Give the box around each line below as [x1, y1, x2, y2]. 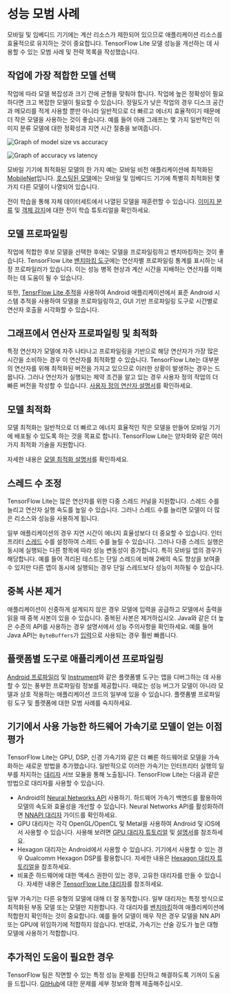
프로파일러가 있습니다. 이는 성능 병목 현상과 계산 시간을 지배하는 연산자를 [14, 265, 210, 273]
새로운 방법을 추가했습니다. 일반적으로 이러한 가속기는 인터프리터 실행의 [25, 762, 217, 770]
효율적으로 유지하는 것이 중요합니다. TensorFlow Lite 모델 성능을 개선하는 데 [7, 39, 212, 47]
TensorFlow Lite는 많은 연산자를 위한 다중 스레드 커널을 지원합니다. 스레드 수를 [7, 497, 219, 505]
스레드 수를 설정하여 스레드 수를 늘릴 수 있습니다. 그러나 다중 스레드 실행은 [25, 537, 224, 546]
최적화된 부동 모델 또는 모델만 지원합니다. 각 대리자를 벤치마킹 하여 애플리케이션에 [7, 903, 225, 911]
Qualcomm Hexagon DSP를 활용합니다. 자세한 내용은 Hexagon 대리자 [24, 854, 216, 862]
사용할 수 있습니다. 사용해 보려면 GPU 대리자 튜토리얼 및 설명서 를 [24, 828, 199, 837]
